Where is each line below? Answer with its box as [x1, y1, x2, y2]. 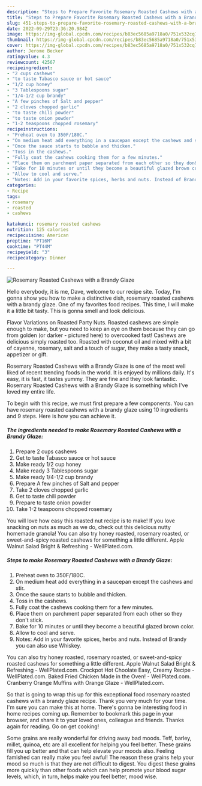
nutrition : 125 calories [7, 227, 69, 233]
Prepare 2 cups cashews [15, 448, 77, 455]
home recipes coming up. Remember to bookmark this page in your [7, 710, 173, 717]
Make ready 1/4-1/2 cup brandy [15, 474, 94, 481]
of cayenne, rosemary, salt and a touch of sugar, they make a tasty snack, [7, 344, 189, 352]
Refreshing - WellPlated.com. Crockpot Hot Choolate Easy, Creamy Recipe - [7, 666, 195, 674]
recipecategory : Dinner [7, 255, 67, 261]
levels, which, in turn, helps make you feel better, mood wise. [7, 773, 158, 780]
